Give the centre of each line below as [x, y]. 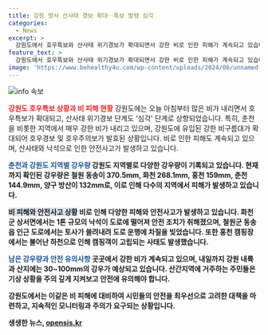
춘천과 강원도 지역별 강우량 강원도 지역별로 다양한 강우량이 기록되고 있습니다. [126, 165]
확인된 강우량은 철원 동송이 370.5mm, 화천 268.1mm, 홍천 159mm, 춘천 [135, 175]
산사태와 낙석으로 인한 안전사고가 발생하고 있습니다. [99, 148]
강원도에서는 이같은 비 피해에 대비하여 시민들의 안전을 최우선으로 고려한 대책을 [128, 295]
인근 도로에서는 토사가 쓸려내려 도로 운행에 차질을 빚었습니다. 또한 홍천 [124, 231]
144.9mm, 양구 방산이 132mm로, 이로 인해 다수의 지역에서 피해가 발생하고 [123, 185]
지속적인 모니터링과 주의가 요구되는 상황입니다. [103, 305]
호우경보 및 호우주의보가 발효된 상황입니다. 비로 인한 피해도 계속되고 [135, 138]
